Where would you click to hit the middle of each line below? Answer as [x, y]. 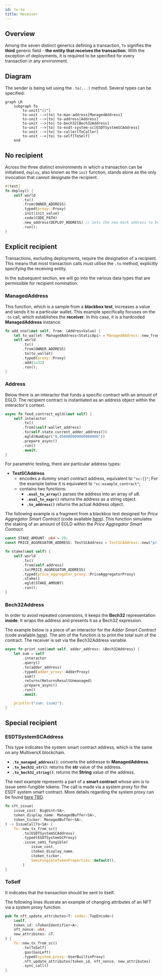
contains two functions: [43, 489]
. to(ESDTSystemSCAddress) [49, 833]
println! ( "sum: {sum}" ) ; [39, 703]
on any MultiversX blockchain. [35, 753]
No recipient [24, 155]
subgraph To [26, 107]
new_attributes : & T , [34, 934]
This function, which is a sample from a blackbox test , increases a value [78, 307]
